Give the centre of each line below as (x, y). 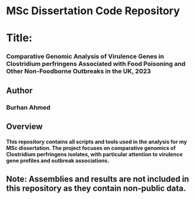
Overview (25, 126)
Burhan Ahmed (28, 107)
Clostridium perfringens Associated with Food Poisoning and (96, 64)
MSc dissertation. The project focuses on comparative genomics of (91, 148)
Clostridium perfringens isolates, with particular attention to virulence (94, 154)
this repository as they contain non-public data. (96, 188)
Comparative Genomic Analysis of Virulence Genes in (85, 56)
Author (19, 90)
